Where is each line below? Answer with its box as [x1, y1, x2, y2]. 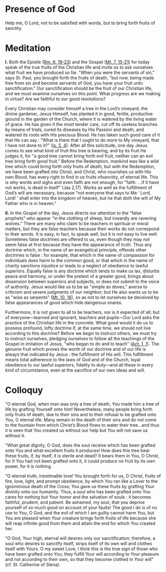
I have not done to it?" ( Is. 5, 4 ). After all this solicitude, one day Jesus [5, 142, 148, 148]
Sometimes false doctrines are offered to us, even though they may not [5, 236, 150, 242]
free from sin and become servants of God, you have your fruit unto [5, 80, 143, 86]
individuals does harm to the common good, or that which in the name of [5, 257, 153, 263]
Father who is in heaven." [5, 200, 57, 206]
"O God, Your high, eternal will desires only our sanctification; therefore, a [5, 535, 156, 541]
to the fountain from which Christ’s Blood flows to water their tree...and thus [5, 422, 160, 428]
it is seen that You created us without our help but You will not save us [5, 427, 148, 433]
